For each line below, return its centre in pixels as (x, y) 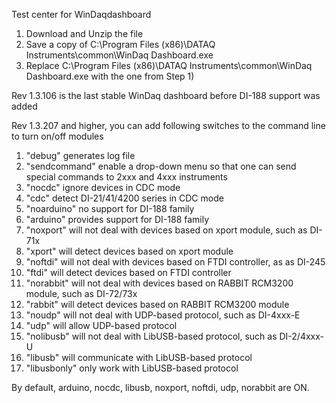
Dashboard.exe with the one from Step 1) (110, 76)
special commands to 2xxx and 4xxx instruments (126, 177)
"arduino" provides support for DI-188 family (117, 219)
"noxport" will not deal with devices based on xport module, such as (166, 230)
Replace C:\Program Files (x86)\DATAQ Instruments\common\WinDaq (169, 65)
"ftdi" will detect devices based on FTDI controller (128, 272)
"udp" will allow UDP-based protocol (101, 325)
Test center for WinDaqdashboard (81, 14)
